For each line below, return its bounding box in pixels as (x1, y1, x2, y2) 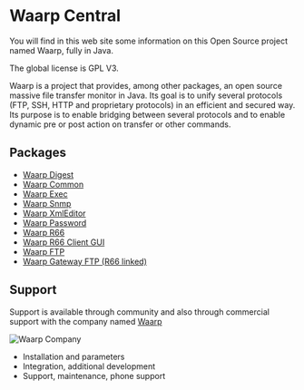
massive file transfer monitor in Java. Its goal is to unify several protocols (9, 90, 283, 101)
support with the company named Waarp (9, 316, 162, 327)
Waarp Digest (22, 169, 74, 180)
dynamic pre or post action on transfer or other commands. (9, 119, 231, 130)
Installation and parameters (22, 351, 125, 362)
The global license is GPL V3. (9, 63, 120, 73)
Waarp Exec (22, 188, 68, 200)
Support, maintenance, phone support (22, 370, 166, 381)
